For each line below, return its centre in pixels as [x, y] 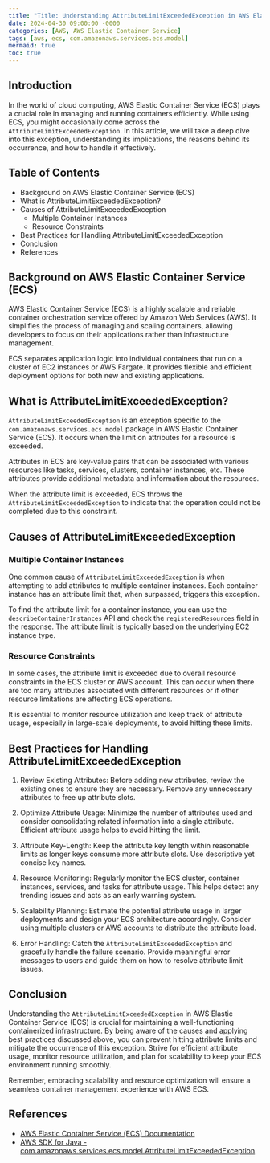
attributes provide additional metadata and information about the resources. [134, 479]
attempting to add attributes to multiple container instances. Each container [133, 585]
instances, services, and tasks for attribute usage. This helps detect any [139, 887]
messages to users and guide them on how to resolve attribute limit [131, 961]
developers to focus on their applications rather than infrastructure [119, 335]
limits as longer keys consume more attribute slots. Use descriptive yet [137, 854]
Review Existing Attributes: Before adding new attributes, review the [132, 781]
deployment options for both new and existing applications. [106, 376]
